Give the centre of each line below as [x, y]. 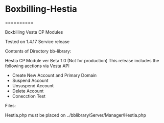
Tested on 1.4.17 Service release [37, 41]
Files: [11, 105]
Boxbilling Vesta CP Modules [34, 32]
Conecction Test [29, 96]
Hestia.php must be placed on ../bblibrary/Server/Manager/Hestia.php [76, 115]
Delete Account [28, 91]
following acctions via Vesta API [37, 66]
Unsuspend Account [33, 86]
